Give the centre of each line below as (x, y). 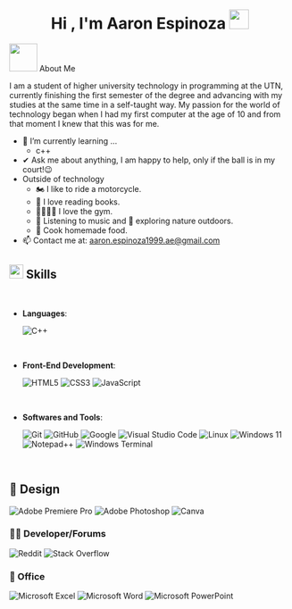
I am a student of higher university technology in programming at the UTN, (146, 86)
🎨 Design (35, 490)
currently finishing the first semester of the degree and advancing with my (146, 95)
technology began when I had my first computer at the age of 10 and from (145, 114)
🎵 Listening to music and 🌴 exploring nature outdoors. (134, 221)
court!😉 (38, 169)
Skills (41, 275)
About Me (57, 68)
